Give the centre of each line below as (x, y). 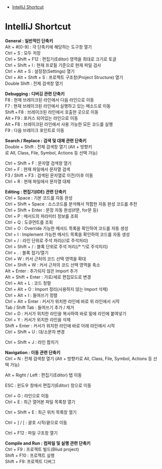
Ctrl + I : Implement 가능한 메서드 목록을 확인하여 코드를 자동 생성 (67, 234)
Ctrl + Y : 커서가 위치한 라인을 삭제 (38, 319)
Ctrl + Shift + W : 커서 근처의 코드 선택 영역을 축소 (53, 264)
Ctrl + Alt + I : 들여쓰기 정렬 (31, 295)
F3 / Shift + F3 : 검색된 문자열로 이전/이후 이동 (49, 175)
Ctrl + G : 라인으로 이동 (27, 395)
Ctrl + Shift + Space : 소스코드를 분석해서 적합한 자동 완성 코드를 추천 (71, 204)
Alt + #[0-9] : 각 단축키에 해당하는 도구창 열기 (49, 47)
